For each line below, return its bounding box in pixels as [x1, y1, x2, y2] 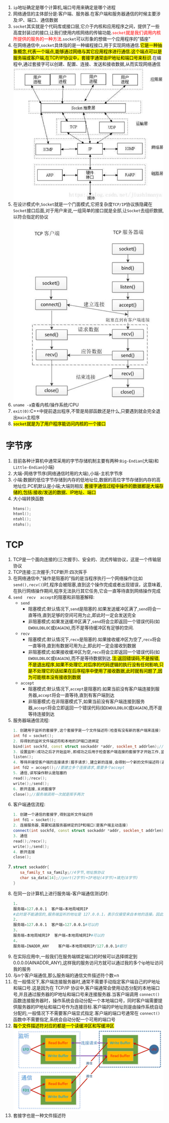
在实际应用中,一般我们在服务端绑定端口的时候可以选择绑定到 [13, 953, 137, 959]
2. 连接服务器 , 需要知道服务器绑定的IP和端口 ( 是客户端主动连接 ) [13, 823, 128, 828]
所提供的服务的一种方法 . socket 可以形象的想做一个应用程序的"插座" [13, 36, 151, 42]
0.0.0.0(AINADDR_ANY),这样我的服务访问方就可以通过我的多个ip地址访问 [13, 959, 163, 966]
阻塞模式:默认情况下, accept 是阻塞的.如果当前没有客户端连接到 [28, 686, 155, 692]
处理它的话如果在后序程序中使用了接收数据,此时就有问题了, [37, 668, 158, 674]
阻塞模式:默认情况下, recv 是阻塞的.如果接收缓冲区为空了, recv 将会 [28, 636, 161, 642]
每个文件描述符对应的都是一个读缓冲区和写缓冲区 [13, 1022, 114, 1029]
